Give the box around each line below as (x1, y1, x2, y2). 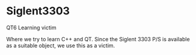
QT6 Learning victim (6, 24, 57, 31)
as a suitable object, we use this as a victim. (6, 42, 115, 49)
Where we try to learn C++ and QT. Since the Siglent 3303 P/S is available (6, 35, 191, 42)
